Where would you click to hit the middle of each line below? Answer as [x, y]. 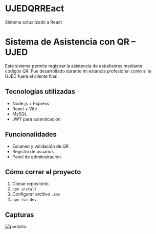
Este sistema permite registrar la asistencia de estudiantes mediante [74, 66]
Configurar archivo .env [36, 194]
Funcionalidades [31, 134]
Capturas [20, 215]
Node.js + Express [31, 103]
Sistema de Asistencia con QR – [70, 42]
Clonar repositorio [30, 184]
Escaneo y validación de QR [40, 146]
